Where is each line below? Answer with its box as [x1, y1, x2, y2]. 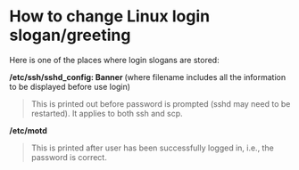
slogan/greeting [9, 25, 131, 45]
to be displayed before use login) [9, 81, 131, 92]
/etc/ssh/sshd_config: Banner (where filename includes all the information [9, 71, 287, 82]
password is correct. [30, 151, 107, 162]
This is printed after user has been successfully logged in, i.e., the [30, 142, 274, 153]
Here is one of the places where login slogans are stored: [9, 54, 220, 65]
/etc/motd [9, 125, 47, 135]
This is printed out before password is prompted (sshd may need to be [30, 98, 291, 109]
